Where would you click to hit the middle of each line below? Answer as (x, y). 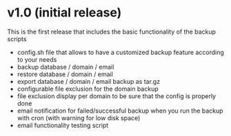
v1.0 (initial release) (64, 13)
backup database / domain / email (66, 67)
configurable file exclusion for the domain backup (88, 89)
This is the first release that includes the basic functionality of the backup (111, 32)
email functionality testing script (63, 125)
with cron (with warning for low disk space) (79, 117)
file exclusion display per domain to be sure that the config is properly (116, 96)
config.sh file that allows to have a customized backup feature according (120, 52)
